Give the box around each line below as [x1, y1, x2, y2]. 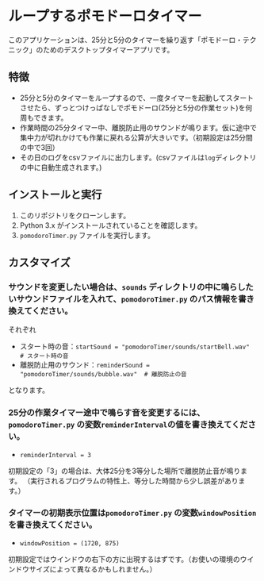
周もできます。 [19, 113, 68, 122]
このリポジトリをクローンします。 [19, 210, 131, 220]
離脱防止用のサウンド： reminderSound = [19, 360, 151, 370]
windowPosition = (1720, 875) [19, 539, 121, 548]
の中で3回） [19, 142, 59, 152]
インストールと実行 [8, 188, 102, 202]
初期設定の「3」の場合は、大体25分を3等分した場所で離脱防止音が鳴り [8, 466, 241, 475]
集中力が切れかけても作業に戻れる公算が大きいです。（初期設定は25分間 [19, 133, 254, 142]
